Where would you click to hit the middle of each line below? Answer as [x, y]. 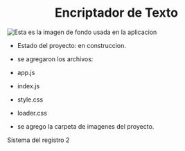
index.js [28, 86]
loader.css [32, 113]
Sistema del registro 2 [38, 140]
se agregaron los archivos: [55, 59]
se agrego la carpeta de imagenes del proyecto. [86, 126]
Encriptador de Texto [116, 13]
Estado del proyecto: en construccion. [72, 45]
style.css [30, 100]
